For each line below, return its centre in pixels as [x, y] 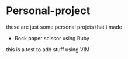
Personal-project [48, 11]
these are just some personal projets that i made [64, 27]
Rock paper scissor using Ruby [52, 38]
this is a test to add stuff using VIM [48, 49]
